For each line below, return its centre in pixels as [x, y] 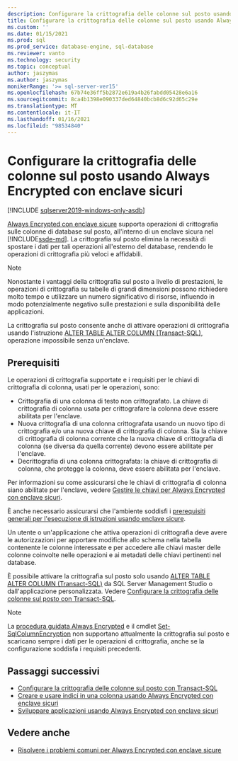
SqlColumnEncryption [39, 634]
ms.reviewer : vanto [36, 54]
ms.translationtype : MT [42, 106]
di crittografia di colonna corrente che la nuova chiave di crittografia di [120, 439]
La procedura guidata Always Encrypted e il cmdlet [82, 626]
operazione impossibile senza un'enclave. [68, 341]
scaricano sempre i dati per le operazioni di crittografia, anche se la [106, 641]
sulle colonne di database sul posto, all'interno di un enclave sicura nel [110, 231]
